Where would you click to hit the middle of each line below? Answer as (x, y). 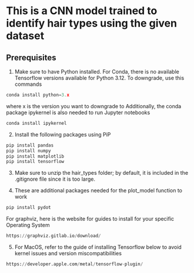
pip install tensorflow (35, 162)
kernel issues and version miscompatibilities (68, 253)
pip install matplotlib (35, 156)
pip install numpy (29, 151)
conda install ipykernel (36, 123)
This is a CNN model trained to (82, 11)
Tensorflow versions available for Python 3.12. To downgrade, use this (99, 78)
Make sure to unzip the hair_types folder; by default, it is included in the (101, 173)
